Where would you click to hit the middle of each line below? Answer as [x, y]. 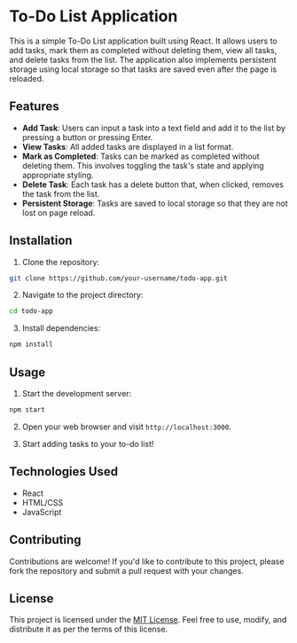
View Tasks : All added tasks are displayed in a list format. [128, 146]
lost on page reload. [59, 212]
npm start [27, 410]
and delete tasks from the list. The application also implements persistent [143, 59]
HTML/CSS [43, 502]
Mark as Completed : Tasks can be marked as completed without [141, 156]
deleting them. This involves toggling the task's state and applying [143, 165]
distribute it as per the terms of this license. [89, 629]
